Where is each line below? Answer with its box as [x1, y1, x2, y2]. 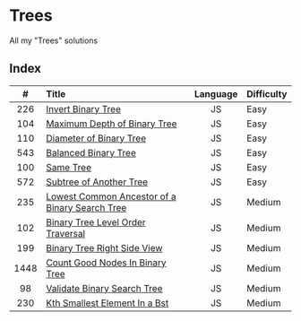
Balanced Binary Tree [46, 146, 137, 159]
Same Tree [46, 160, 92, 173]
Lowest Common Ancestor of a [46, 190, 176, 203]
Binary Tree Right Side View [46, 241, 163, 254]
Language [193, 87, 238, 100]
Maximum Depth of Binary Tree [46, 117, 177, 130]
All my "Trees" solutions [9, 35, 99, 46]
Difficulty [245, 87, 288, 100]
